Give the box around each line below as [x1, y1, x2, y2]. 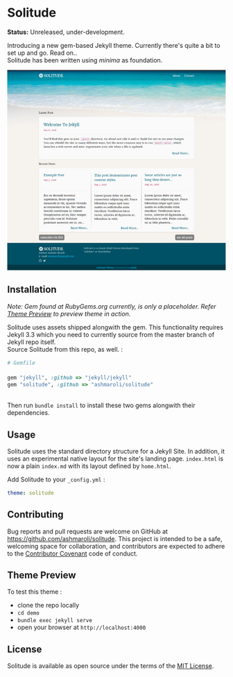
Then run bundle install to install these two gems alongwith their [7, 401, 196, 410]
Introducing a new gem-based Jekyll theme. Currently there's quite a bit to [7, 41, 221, 49]
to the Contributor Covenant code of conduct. [7, 549, 138, 558]
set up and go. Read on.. [7, 49, 78, 57]
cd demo [17, 610, 40, 617]
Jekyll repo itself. [7, 338, 56, 346]
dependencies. [7, 409, 50, 417]
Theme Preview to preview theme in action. [7, 309, 131, 318]
